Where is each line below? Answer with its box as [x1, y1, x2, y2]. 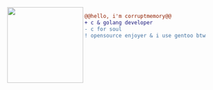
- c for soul [84, 26, 122, 33]
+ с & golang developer [84, 19, 153, 26]
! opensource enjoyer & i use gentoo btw [84, 32, 206, 39]
